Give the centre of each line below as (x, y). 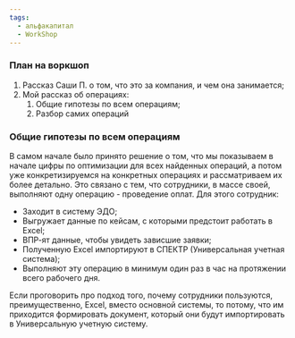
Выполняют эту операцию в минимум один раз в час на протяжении (154, 268)
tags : (19, 17)
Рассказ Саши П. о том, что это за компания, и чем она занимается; (153, 85)
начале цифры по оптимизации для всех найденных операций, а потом (146, 165)
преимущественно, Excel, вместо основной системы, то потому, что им (147, 304)
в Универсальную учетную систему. (79, 324)
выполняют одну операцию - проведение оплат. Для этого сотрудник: (144, 194)
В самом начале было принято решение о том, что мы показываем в (142, 156)
